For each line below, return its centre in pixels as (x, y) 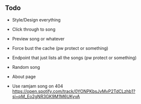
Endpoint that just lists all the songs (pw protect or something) (74, 58)
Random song (26, 67)
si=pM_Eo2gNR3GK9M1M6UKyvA (46, 96)
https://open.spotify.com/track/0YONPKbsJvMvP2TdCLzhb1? (74, 91)
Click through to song (34, 29)
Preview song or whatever (38, 39)
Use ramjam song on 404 (37, 86)
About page (24, 76)
